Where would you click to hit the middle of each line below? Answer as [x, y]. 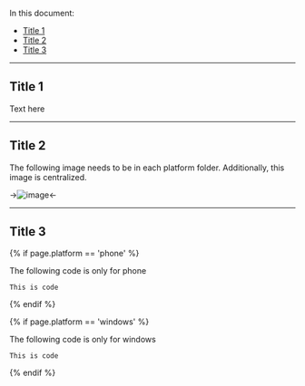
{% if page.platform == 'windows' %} [79, 322]
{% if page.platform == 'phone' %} [74, 254]
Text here [27, 109]
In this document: [42, 13]
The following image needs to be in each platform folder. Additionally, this [147, 168]
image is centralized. [49, 177]
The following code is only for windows [83, 340]
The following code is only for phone [78, 271]
